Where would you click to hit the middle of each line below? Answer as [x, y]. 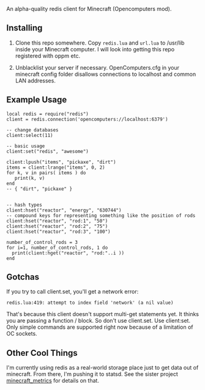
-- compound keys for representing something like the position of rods [101, 215]
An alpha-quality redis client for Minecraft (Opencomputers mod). [89, 9]
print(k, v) [30, 178]
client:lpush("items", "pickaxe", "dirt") [61, 162]
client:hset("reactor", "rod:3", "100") [59, 232]
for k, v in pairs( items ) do [46, 173]
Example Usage [37, 100]
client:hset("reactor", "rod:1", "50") [57, 221]
